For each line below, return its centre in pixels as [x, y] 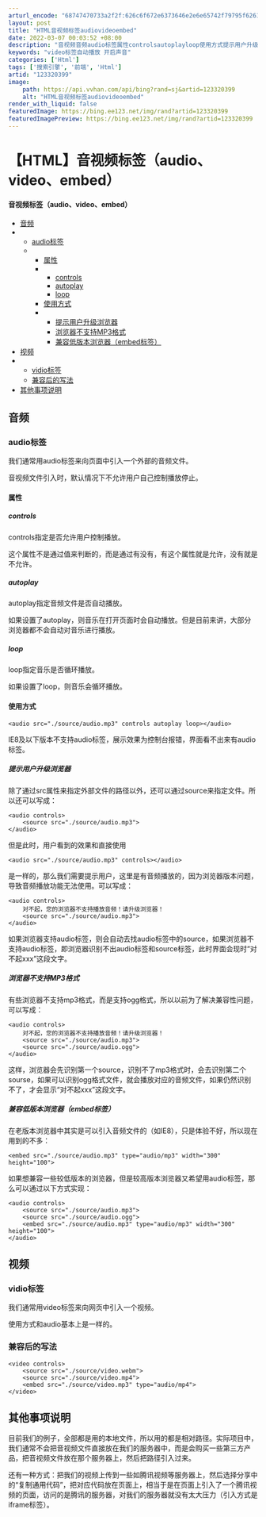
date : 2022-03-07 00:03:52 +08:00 [65, 38]
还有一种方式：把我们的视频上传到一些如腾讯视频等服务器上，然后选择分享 [129, 1475]
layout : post [30, 23]
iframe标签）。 [31, 1505]
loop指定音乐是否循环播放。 [53, 670]
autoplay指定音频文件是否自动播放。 [67, 603]
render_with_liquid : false [53, 104]
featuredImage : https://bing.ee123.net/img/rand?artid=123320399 [118, 112]
